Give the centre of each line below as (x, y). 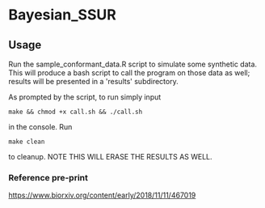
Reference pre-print (48, 177)
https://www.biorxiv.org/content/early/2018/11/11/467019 (102, 195)
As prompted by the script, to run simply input (85, 97)
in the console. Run (40, 127)
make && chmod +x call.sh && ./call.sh (76, 112)
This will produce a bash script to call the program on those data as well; (129, 73)
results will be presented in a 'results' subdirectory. (94, 81)
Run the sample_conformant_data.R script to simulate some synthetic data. (132, 64)
